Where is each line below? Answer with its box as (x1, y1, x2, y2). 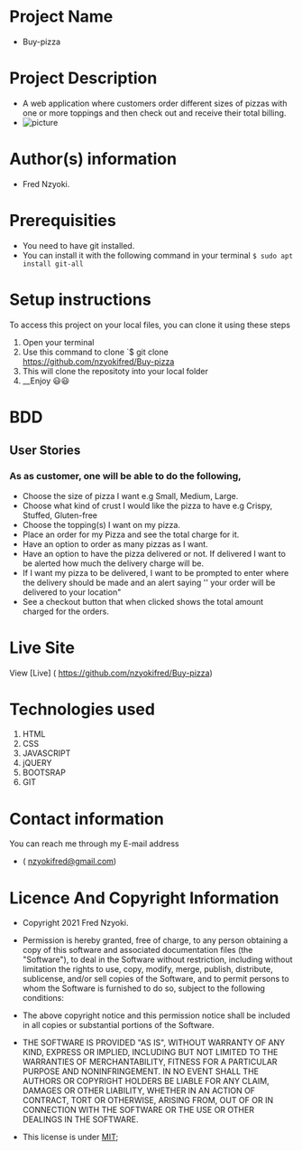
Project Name (9, 6, 114, 27)
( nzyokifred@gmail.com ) (22, 856, 117, 867)
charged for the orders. (22, 606, 110, 617)
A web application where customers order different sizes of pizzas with (22, 98, 288, 108)
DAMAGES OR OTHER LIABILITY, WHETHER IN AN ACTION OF (22, 1085, 255, 1096)
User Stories (9, 443, 81, 458)
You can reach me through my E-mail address (9, 838, 179, 849)
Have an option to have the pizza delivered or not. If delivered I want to (22, 548, 287, 559)
